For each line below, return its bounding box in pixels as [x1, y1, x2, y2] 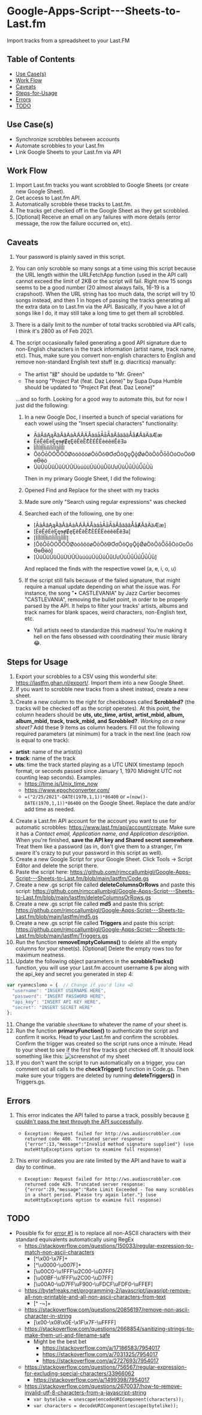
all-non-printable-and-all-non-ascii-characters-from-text [24, 1293, 166, 1300]
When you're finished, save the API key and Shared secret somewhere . [15, 837, 194, 843]
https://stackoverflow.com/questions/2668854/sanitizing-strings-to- [24, 1325, 194, 1332]
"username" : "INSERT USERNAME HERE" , [12, 987, 107, 993]
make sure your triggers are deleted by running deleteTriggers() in [15, 1072, 181, 1079]
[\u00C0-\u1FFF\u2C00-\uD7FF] [33, 1267, 114, 1274]
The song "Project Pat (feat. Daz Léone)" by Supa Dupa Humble [24, 377, 183, 385]
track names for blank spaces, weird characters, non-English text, [24, 608, 188, 616]
